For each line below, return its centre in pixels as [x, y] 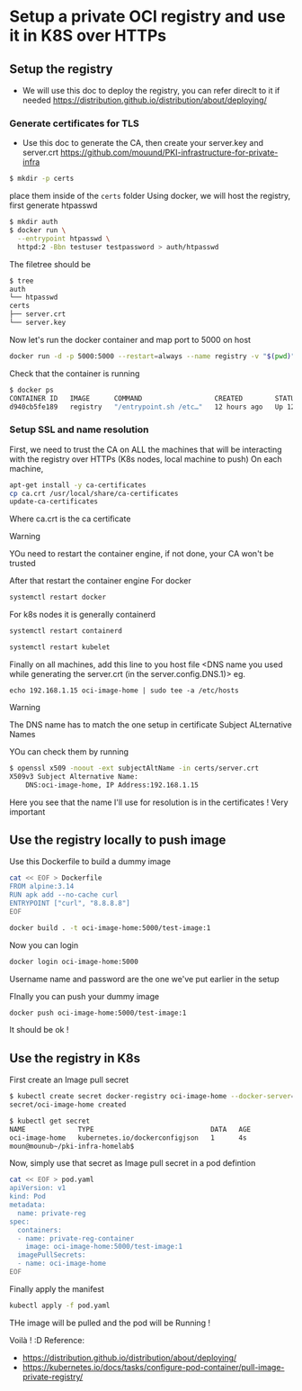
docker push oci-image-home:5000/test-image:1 [98, 1013]
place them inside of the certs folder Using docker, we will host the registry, [150, 196]
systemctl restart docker [58, 597]
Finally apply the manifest [57, 1288]
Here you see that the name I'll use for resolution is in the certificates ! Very [149, 802]
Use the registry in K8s [75, 1058]
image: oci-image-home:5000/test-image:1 [104, 1247]
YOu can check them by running [69, 751]
